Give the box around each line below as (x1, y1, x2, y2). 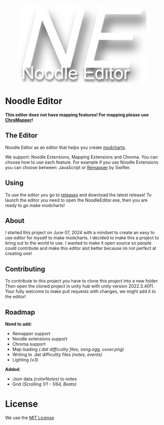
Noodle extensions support (12, 336, 67, 342)
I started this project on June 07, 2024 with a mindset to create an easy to (5, 230, 155, 236)
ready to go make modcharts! (5, 202, 65, 208)
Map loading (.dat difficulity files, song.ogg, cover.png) (12, 347, 124, 352)
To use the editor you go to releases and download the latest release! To (5, 192, 152, 198)
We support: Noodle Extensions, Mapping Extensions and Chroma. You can (5, 154, 158, 160)
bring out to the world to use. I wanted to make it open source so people (5, 240, 152, 246)
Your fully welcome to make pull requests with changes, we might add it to (5, 288, 156, 294)
